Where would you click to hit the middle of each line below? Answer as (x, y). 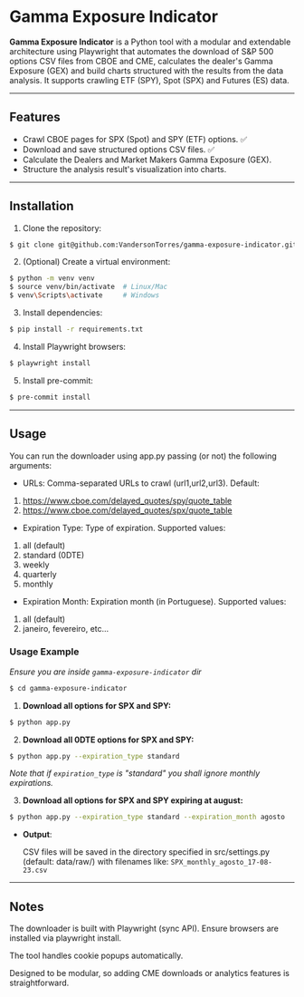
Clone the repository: (62, 227)
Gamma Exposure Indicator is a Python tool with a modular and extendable (150, 42)
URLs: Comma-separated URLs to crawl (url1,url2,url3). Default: (141, 483)
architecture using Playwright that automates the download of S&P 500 (142, 51)
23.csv (35, 871)
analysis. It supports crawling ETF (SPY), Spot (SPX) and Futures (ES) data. (149, 80)
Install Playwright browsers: (74, 346)
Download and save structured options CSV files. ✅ (119, 149)
